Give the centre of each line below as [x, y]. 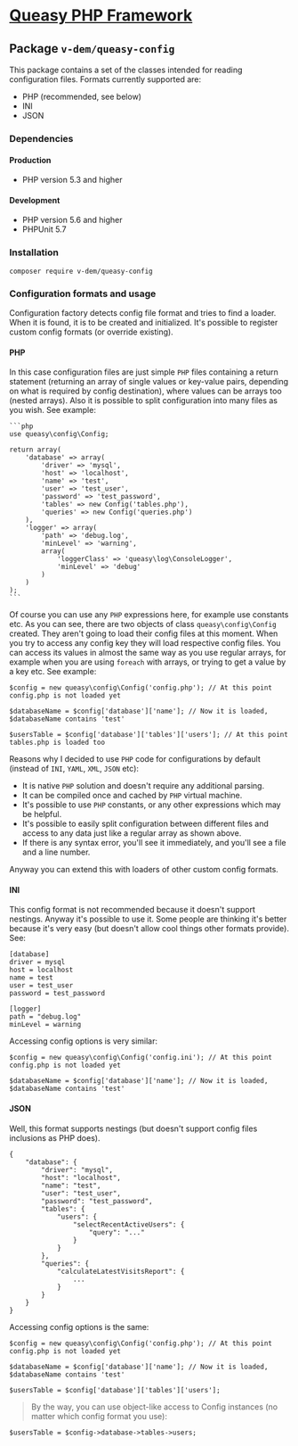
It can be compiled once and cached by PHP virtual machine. [132, 796]
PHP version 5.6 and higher [72, 220]
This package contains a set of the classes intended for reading [126, 70]
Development [35, 200]
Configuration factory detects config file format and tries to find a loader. [143, 312]
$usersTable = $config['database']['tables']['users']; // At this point [149, 735]
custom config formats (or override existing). [91, 332]
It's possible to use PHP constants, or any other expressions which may [152, 805]
